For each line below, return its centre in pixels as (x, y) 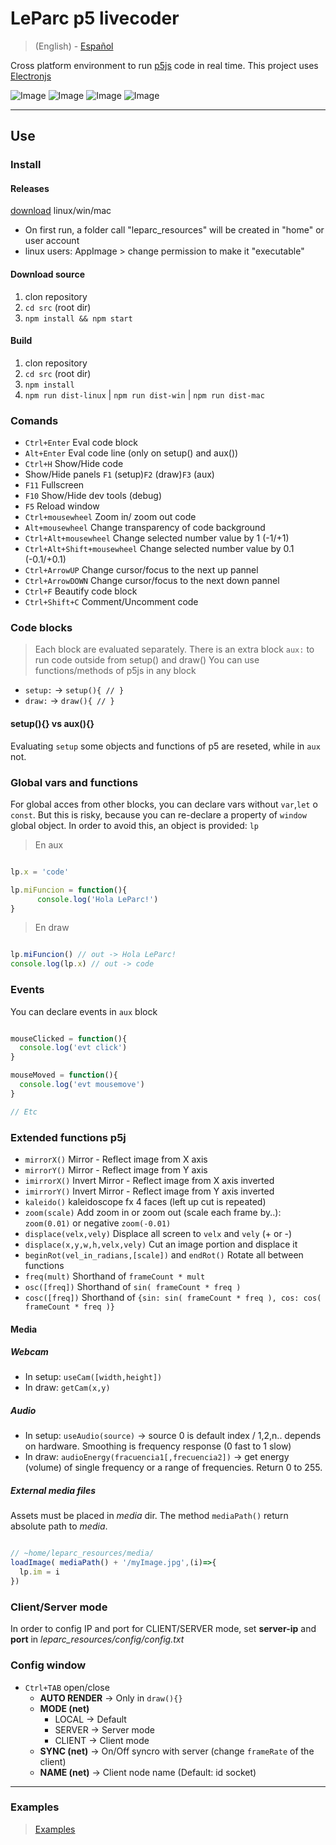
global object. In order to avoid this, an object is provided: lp (135, 825)
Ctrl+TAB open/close (67, 1687)
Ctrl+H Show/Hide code (74, 464)
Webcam (29, 1352)
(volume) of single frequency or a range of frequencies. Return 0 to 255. (173, 1468)
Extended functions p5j (68, 1137)
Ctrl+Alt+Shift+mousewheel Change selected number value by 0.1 (159, 549)
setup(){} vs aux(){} (52, 724)
